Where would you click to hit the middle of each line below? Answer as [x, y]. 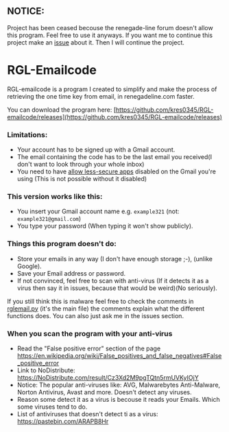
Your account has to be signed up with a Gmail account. [96, 149]
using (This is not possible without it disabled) [82, 179]
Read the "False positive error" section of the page [89, 348]
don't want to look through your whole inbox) [81, 165]
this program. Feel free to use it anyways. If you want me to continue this [110, 35]
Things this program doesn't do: [62, 244]
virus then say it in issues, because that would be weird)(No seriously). [117, 288]
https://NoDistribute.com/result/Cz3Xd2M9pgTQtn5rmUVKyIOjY [108, 377]
